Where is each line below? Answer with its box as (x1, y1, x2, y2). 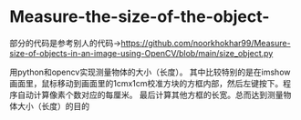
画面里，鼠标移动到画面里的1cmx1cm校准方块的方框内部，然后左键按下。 (9, 77, 284, 88)
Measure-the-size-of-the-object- (9, 6, 270, 27)
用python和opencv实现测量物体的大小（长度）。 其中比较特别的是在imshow (9, 66, 291, 77)
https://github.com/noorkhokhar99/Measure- (120, 37, 291, 48)
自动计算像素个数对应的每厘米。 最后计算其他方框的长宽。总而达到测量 (16, 89, 284, 100)
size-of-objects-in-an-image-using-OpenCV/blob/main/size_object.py (9, 47, 274, 58)
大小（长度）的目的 (16, 100, 89, 111)
